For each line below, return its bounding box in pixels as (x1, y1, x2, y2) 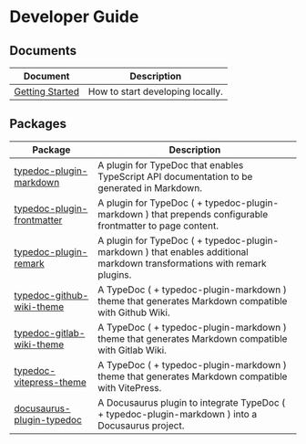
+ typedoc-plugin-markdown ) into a (97, 407, 258, 420)
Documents (9, 43, 77, 58)
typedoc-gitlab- (14, 326, 86, 339)
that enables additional (151, 245, 249, 258)
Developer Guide (9, 6, 139, 27)
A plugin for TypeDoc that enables (97, 158, 244, 171)
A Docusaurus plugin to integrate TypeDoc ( (97, 396, 286, 408)
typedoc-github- (14, 289, 89, 301)
